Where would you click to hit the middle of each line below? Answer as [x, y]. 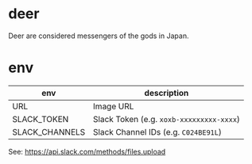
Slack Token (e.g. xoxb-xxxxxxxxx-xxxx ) [167, 119]
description [167, 93]
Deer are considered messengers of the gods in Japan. [99, 36]
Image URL [113, 106]
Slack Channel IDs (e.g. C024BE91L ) [157, 132]
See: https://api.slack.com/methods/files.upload [87, 151]
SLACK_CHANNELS [49, 132]
